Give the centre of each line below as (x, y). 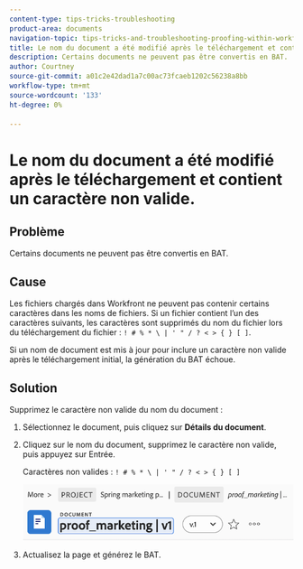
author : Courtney (42, 67)
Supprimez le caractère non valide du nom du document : (116, 410)
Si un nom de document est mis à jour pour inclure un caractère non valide (148, 350)
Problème (37, 232)
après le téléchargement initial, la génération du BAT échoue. (123, 359)
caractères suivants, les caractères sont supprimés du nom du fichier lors (146, 323)
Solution (33, 388)
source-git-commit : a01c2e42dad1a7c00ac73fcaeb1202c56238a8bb (129, 77)
